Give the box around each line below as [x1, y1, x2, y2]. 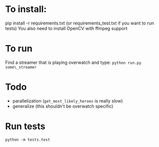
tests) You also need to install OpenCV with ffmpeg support [5, 25, 127, 31]
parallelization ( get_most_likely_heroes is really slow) [12, 97, 123, 103]
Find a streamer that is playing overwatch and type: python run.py [5, 59, 141, 65]
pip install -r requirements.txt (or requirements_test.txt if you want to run [5, 20, 154, 26]
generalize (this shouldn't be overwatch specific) [12, 103, 113, 109]
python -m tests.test [5, 137, 50, 142]
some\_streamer [5, 64, 37, 69]
